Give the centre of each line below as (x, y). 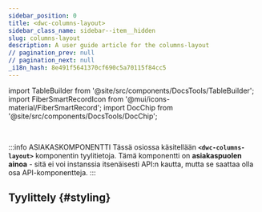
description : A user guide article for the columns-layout (109, 46)
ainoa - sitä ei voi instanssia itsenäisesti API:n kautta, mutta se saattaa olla (131, 164)
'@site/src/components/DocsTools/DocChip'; (83, 116)
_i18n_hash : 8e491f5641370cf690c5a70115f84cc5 (87, 68)
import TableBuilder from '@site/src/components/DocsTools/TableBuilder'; (131, 90)
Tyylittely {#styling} (60, 198)
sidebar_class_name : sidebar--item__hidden (82, 30)
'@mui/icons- (148, 99)
